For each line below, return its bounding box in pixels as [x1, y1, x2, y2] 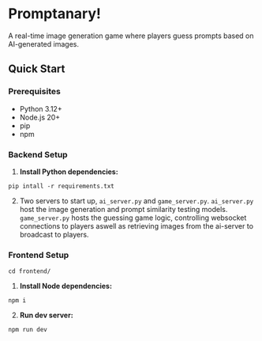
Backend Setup [8, 149, 69, 160]
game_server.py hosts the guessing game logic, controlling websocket [19, 213, 247, 222]
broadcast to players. [19, 229, 89, 239]
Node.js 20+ [19, 112, 61, 122]
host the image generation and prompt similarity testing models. [19, 204, 228, 214]
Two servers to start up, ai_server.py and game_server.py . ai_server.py [19, 195, 254, 206]
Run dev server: [19, 310, 73, 320]
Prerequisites [8, 86, 61, 97]
